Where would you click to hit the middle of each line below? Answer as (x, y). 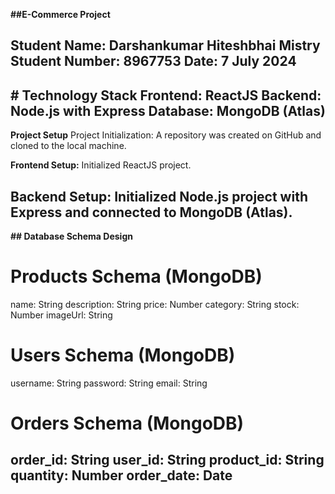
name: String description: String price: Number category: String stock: (155, 304)
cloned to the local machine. (68, 146)
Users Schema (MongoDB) (123, 355)
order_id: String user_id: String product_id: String (167, 460)
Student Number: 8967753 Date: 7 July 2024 (153, 61)
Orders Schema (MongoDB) (127, 423)
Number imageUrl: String (61, 315)
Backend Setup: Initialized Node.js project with (159, 196)
